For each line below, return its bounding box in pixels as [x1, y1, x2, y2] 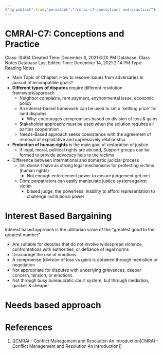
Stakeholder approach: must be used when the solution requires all [19, 121, 154, 127]
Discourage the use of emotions [12, 251, 77, 257]
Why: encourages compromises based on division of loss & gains [26, 115, 158, 122]
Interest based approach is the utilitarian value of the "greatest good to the [5, 226, 155, 232]
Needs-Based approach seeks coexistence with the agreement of [19, 131, 152, 137]
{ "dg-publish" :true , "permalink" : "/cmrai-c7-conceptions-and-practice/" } [5, 7, 156, 12]
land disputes [19, 111, 47, 116]
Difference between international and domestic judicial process [12, 157, 139, 163]
